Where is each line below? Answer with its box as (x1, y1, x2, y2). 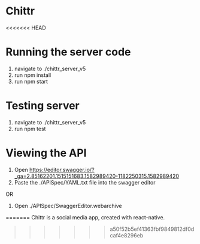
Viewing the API (5, 146, 87, 160)
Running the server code (5, 45, 131, 59)
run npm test (14, 125, 46, 132)
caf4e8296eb (110, 231, 144, 239)
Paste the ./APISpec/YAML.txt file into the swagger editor (14, 178, 156, 186)
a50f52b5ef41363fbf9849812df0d (110, 225, 195, 233)
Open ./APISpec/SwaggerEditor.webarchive (14, 202, 122, 209)
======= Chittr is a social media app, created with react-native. (5, 213, 165, 221)
